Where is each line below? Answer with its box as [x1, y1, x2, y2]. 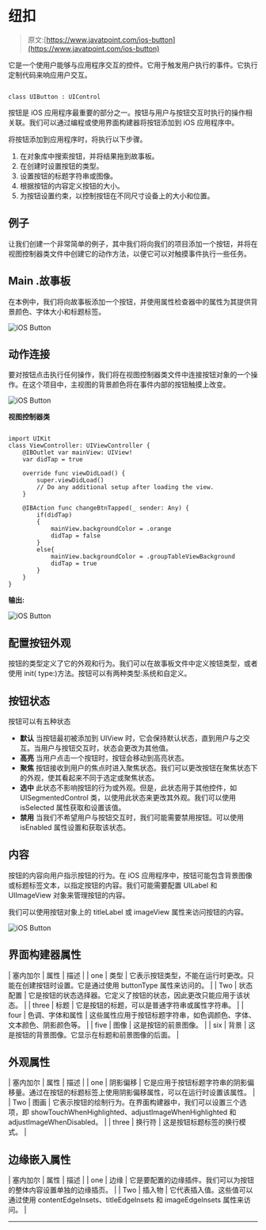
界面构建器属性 [8, 948, 82, 961]
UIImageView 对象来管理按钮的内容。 [8, 890, 130, 900]
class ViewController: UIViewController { [8, 441, 150, 450]
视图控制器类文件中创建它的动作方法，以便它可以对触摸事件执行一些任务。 [8, 249, 251, 258]
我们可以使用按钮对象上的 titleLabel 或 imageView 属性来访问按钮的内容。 [8, 907, 248, 916]
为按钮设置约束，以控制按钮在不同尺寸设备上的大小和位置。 [19, 191, 215, 201]
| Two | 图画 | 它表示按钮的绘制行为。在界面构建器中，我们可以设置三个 [8, 1098, 240, 1107]
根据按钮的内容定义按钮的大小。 [19, 181, 124, 190]
